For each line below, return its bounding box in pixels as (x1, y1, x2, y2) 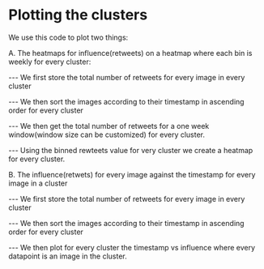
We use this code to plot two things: (8, 32, 129, 42)
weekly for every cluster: (8, 57, 92, 66)
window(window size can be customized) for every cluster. (8, 130, 205, 139)
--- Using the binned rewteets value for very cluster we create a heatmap (8, 145, 253, 155)
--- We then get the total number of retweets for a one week (8, 121, 210, 130)
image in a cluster (8, 178, 68, 188)
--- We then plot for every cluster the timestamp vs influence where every (8, 242, 256, 252)
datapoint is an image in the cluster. (8, 251, 127, 261)
